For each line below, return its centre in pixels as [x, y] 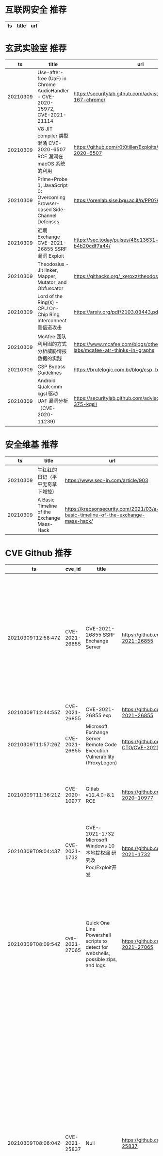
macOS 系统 [51, 164]
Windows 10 [100, 846]
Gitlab [92, 789]
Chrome [47, 84]
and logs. [96, 965]
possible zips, [101, 959]
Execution [97, 750]
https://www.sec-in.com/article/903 [106, 480]
